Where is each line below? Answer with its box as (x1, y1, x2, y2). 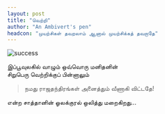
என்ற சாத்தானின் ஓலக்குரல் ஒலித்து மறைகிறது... (7, 99, 137, 107)
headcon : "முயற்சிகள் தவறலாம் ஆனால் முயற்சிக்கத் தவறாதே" (7, 29, 159, 37)
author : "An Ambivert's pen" (7, 23, 92, 30)
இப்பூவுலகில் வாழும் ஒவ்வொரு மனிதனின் (7, 62, 118, 71)
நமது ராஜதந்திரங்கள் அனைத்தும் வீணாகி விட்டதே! (24, 85, 155, 93)
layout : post (7, 10, 45, 17)
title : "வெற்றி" (7, 17, 51, 24)
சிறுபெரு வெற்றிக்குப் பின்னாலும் (7, 71, 90, 79)
